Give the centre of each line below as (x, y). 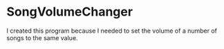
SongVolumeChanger (69, 12)
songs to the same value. (42, 37)
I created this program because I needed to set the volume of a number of (112, 31)
